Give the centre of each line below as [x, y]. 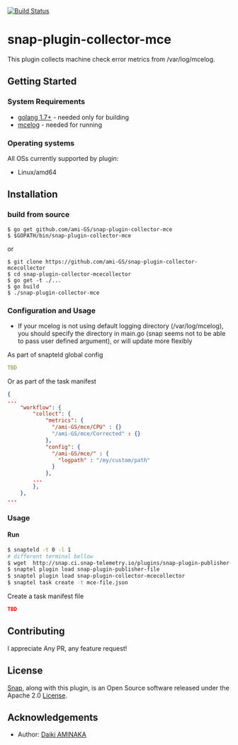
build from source [39, 215]
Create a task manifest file [46, 596]
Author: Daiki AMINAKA [52, 734]
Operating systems [41, 143]
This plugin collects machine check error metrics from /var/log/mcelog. [111, 59]
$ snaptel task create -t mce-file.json [68, 583]
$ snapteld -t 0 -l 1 [39, 549]
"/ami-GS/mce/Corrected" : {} [96, 434]
